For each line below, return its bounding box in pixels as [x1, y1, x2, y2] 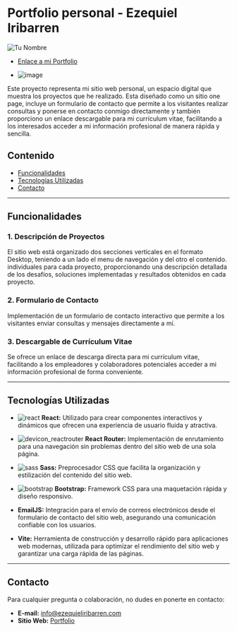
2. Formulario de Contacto [7, 295, 99, 305]
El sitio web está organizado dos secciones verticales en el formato [7, 248, 203, 256]
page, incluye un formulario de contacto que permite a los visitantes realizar [7, 99, 229, 107]
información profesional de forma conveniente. [7, 368, 144, 376]
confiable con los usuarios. [17, 520, 97, 529]
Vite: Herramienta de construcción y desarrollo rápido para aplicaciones [17, 534, 229, 543]
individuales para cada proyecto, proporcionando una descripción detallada [7, 263, 228, 271]
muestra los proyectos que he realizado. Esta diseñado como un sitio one [7, 92, 221, 100]
